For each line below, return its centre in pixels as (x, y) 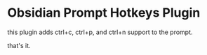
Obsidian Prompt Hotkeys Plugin (104, 13)
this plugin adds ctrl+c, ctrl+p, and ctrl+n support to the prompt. (100, 32)
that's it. (19, 45)
